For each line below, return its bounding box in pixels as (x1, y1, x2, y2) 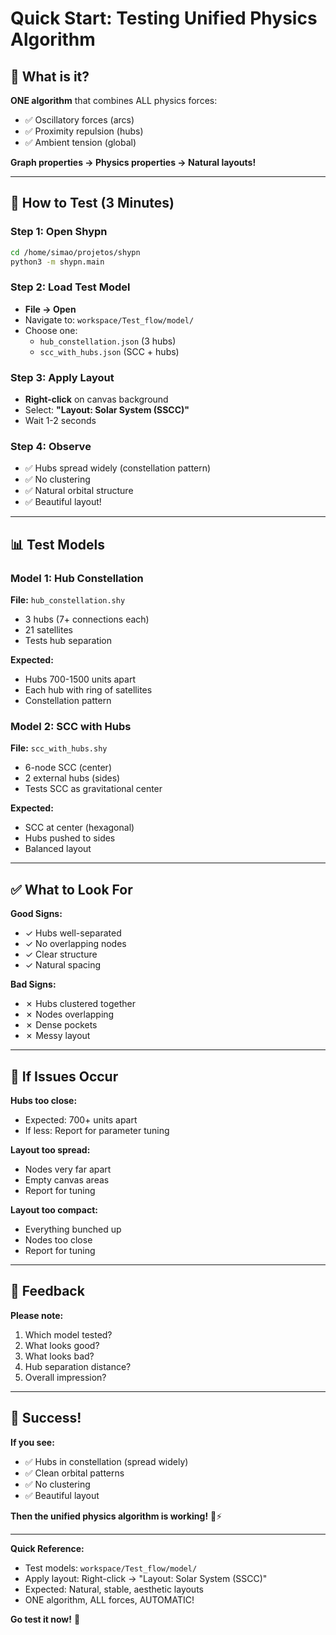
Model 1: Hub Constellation (10, 571, 144, 585)
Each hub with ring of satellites (24, 684, 153, 696)
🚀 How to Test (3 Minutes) (10, 195, 175, 212)
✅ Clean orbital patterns (24, 1467, 125, 1479)
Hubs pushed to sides (24, 832, 116, 844)
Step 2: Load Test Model (10, 280, 131, 294)
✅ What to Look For (10, 881, 133, 898)
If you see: (10, 1436, 55, 1448)
